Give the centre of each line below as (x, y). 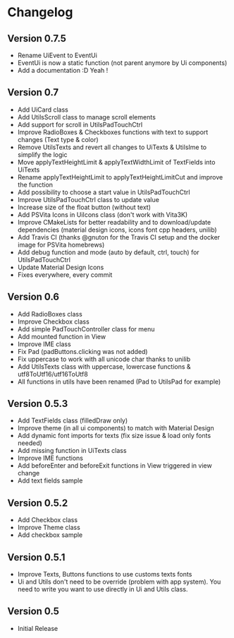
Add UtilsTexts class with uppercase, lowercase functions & (104, 366)
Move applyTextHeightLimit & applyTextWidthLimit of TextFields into (116, 162)
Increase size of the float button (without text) (84, 207)
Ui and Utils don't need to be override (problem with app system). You (119, 582)
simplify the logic (42, 154)
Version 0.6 (33, 297)
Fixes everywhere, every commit (65, 274)
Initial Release (38, 628)
